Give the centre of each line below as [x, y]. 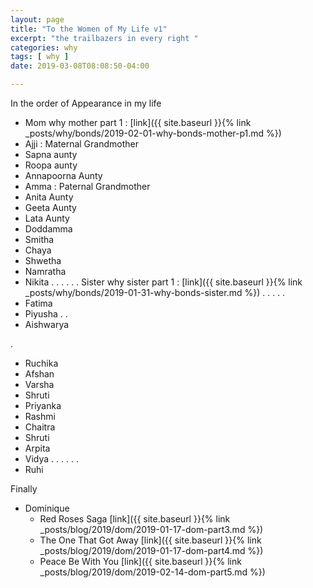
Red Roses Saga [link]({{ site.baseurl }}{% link [135, 519]
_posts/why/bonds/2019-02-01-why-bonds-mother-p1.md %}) [153, 133]
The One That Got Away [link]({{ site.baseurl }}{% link [150, 540]
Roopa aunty [51, 165]
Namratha [45, 271]
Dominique [47, 508]
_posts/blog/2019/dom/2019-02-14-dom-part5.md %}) [152, 572]
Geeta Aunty [50, 207]
